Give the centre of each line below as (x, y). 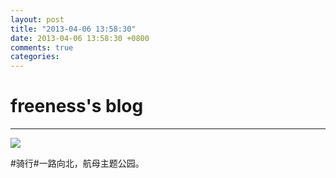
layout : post (37, 19)
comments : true (42, 47)
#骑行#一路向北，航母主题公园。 (77, 163)
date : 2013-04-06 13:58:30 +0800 (80, 38)
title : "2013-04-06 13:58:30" (73, 29)
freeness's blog (77, 106)
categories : (35, 57)
